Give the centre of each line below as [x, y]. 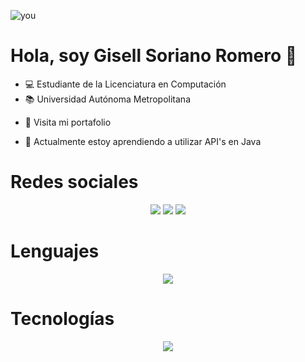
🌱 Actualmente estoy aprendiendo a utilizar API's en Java [143, 141]
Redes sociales [74, 182]
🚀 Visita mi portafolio [68, 122]
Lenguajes [55, 251]
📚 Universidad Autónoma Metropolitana [107, 99]
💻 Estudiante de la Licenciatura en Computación [125, 84]
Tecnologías [62, 319]
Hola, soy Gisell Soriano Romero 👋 [154, 56]
